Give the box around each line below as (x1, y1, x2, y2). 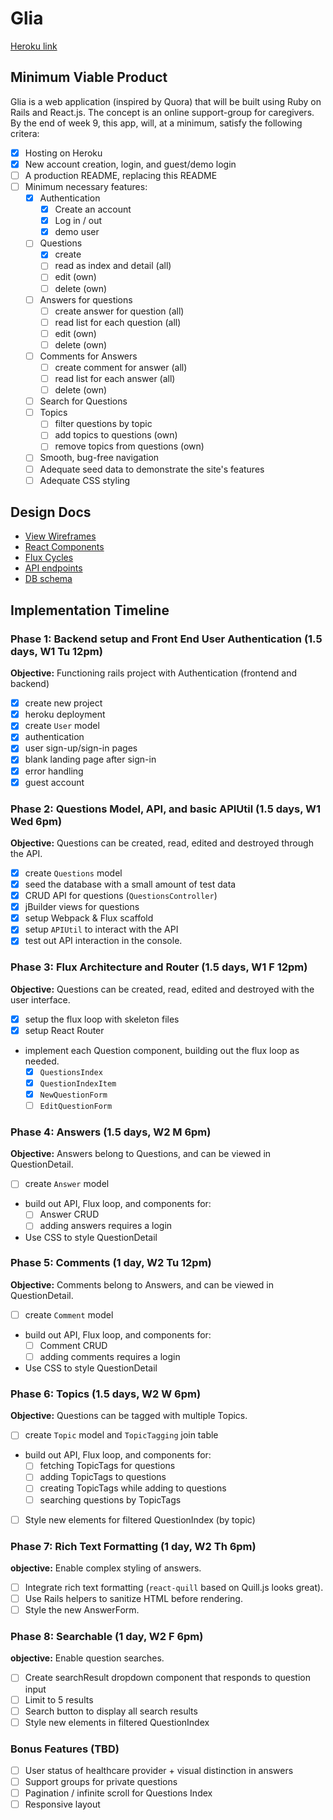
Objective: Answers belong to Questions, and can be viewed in (10, 1148, 272, 1160)
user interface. (10, 993, 71, 1006)
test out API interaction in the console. (24, 935, 183, 947)
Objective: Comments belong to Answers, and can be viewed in (10, 1278, 274, 1291)
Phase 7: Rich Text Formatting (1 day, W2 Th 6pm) (10, 1539, 257, 1553)
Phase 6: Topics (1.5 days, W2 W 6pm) (10, 1387, 202, 1401)
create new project (24, 697, 103, 709)
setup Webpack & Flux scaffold (24, 912, 154, 924)
